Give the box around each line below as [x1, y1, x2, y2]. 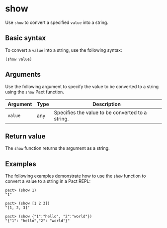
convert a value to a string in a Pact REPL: [5, 178, 91, 184]
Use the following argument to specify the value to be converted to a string [5, 83, 159, 90]
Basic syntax [5, 34, 46, 42]
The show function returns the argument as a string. [5, 145, 110, 151]
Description [92, 101, 121, 108]
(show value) [5, 57, 32, 62]
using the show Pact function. [5, 89, 65, 95]
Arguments [5, 70, 41, 79]
